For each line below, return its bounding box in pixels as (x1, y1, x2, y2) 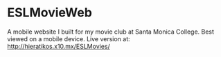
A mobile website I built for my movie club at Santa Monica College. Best (7, 27, 215, 36)
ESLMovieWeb (7, 5, 92, 21)
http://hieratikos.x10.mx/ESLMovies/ (7, 42, 110, 50)
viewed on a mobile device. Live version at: (7, 34, 130, 43)
